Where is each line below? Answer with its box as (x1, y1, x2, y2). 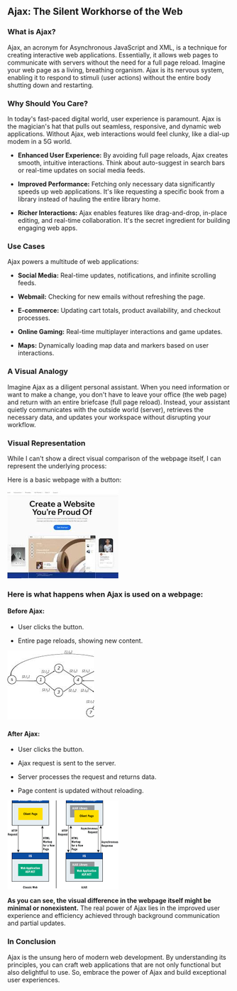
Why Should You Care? (7, 99, 89, 109)
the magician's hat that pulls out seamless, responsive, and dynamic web (7, 122, 221, 131)
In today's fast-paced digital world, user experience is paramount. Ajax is (7, 114, 221, 123)
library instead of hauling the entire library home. (17, 194, 161, 203)
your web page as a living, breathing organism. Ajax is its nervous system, (7, 65, 224, 74)
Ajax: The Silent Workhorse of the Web (7, 6, 183, 18)
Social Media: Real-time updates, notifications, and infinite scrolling (17, 271, 216, 279)
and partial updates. (7, 919, 66, 928)
